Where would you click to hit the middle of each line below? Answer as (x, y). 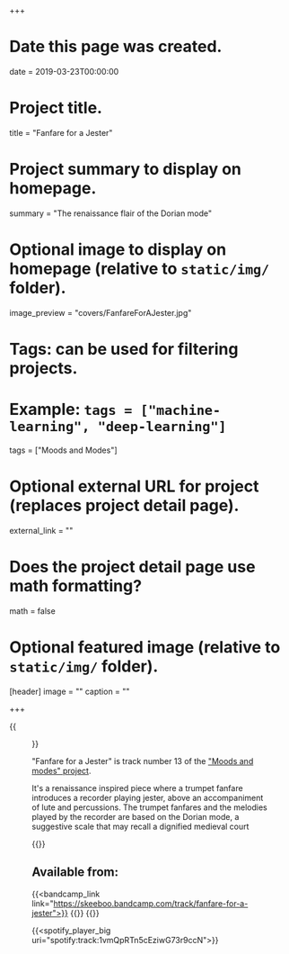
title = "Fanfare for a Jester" (61, 132)
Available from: (75, 873)
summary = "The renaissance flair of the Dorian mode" (111, 213)
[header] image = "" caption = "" (70, 691)
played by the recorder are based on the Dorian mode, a (136, 816)
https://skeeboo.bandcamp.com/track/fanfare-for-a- (151, 903)
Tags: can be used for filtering (124, 349)
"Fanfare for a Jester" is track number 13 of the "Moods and (143, 760)
